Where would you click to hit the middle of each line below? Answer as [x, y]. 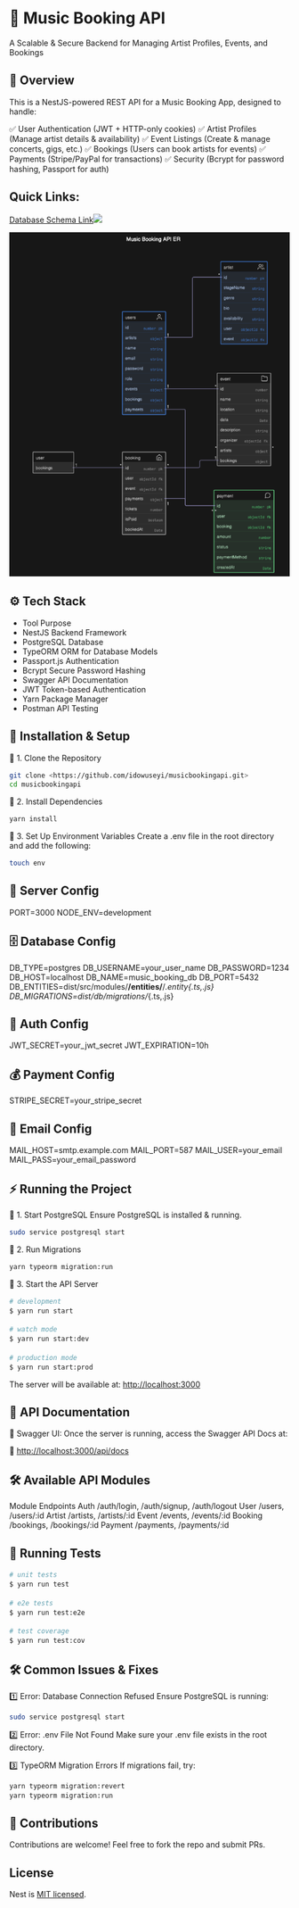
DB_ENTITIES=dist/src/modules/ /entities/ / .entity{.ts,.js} [112, 986]
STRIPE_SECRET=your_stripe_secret [76, 1100]
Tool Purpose [47, 623]
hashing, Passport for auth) [59, 169]
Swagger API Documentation [75, 680]
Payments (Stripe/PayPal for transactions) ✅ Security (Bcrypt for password [147, 159]
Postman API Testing [60, 708]
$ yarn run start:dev [49, 1339]
